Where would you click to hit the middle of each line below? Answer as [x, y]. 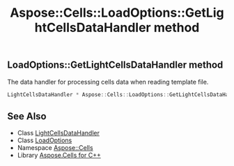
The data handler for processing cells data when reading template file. [108, 82]
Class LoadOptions [45, 140]
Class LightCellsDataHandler [58, 133]
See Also [27, 116]
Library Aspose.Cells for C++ [59, 156]
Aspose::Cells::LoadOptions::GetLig [117, 13]
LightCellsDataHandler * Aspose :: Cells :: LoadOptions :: [88, 95]
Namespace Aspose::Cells [55, 148]
